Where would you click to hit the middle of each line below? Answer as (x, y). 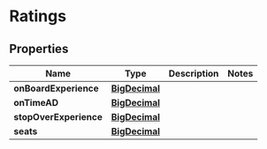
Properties (39, 49)
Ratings (38, 16)
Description (194, 74)
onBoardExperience (56, 88)
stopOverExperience (58, 117)
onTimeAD (36, 103)
